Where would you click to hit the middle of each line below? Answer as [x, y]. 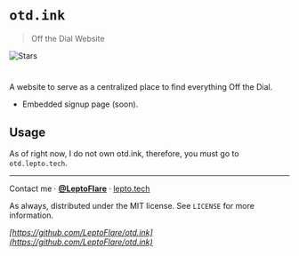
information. [32, 215]
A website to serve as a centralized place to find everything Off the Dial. [141, 87]
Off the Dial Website [68, 38]
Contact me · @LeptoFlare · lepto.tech [80, 188]
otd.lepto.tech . [39, 163]
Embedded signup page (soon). [80, 104]
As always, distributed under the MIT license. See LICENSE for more [132, 205]
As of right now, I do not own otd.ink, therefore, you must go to [124, 153]
